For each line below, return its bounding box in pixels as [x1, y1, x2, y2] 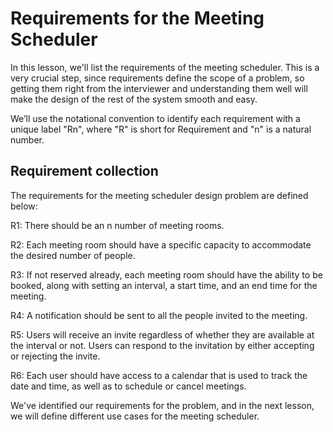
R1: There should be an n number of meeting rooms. [10, 219, 225, 231]
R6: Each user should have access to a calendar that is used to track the [10, 369, 308, 381]
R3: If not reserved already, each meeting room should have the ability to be [10, 268, 323, 281]
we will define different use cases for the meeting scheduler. [10, 410, 260, 422]
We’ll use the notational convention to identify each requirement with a [10, 112, 301, 124]
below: [10, 200, 38, 212]
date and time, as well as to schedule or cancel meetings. [10, 380, 247, 392]
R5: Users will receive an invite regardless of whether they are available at [10, 328, 315, 341]
